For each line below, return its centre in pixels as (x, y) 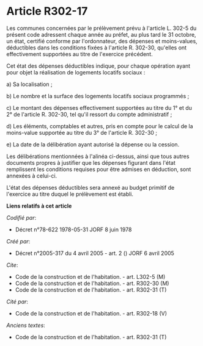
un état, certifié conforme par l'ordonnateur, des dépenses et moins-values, (102, 41)
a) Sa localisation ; (30, 84)
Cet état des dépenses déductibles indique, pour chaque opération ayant (98, 66)
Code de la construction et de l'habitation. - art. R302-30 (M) (92, 283)
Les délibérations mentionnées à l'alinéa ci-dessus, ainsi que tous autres (98, 156)
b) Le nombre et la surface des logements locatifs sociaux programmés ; (98, 96)
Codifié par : (21, 217)
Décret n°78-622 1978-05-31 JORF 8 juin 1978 (73, 229)
